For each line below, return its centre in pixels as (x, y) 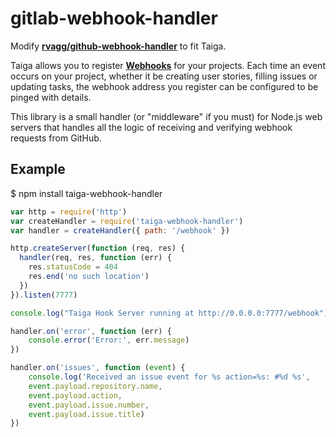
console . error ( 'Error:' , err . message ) (109, 340)
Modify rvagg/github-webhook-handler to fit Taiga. (118, 46)
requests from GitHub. (56, 138)
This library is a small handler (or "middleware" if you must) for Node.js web (166, 116)
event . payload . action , (75, 395)
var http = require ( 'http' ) (69, 212)
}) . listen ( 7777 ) (44, 295)
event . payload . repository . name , (95, 386)
